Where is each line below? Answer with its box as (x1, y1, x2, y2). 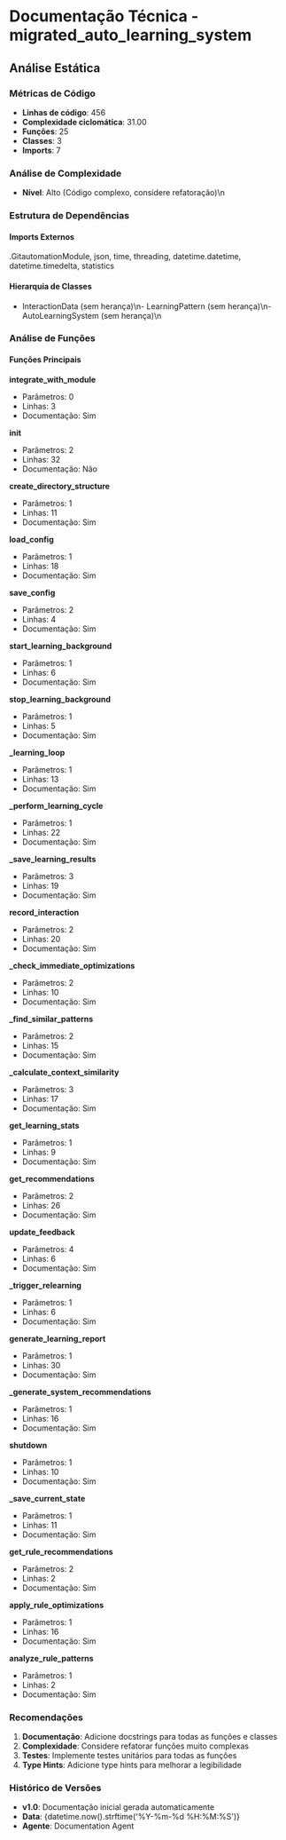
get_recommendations (9, 1173, 95, 1184)
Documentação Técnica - (9, 6, 199, 27)
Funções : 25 (21, 126, 69, 137)
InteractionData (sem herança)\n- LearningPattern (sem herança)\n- (21, 300, 272, 312)
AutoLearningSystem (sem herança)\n (21, 310, 162, 321)
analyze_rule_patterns (9, 1653, 94, 1663)
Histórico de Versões (9, 1781, 102, 1794)
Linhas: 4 (21, 614, 56, 624)
